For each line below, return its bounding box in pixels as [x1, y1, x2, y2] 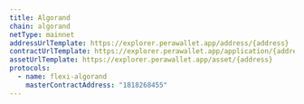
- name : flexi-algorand [17, 72, 107, 81]
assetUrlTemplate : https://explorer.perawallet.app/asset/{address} [9, 55, 273, 64]
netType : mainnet [9, 30, 75, 39]
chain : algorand [9, 22, 71, 31]
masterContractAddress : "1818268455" [25, 80, 168, 90]
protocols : [9, 64, 51, 73]
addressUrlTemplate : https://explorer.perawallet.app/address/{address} [9, 38, 290, 48]
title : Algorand [9, 13, 71, 23]
